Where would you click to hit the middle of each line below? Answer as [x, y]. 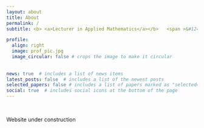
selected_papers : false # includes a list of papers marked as [88, 85]
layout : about [24, 12]
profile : [17, 40]
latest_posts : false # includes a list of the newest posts [85, 79]
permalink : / [23, 23]
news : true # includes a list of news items [65, 73]
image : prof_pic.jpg [38, 51]
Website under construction [41, 120]
